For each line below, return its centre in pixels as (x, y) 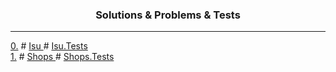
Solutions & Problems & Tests (168, 15)
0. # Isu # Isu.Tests (49, 46)
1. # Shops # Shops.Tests (62, 57)
